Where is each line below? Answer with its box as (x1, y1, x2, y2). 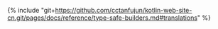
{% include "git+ (7, 6, 55, 14)
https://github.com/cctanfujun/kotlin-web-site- (55, 6, 192, 14)
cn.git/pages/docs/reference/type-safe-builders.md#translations (7, 13, 197, 22)
